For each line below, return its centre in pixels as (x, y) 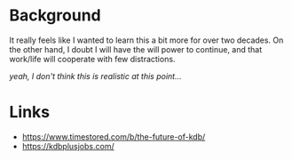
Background (55, 16)
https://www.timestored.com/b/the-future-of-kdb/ (114, 136)
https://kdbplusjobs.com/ (68, 146)
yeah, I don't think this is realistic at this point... (95, 76)
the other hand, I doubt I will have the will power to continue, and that (136, 49)
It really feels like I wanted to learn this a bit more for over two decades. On (146, 40)
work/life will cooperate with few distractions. (92, 59)
